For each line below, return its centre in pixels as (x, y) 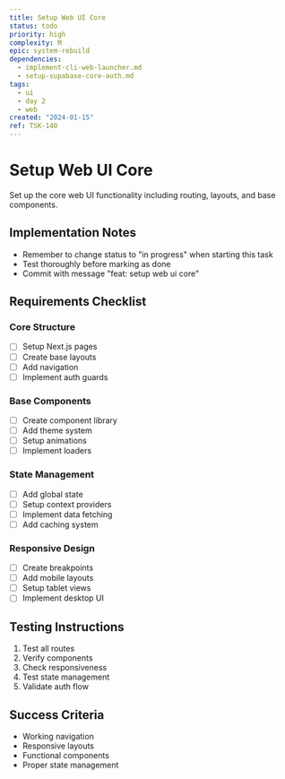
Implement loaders (57, 451)
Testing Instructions (67, 627)
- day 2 (32, 101)
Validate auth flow (56, 687)
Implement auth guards (65, 377)
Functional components (66, 755)
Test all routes (48, 649)
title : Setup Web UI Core (57, 17)
